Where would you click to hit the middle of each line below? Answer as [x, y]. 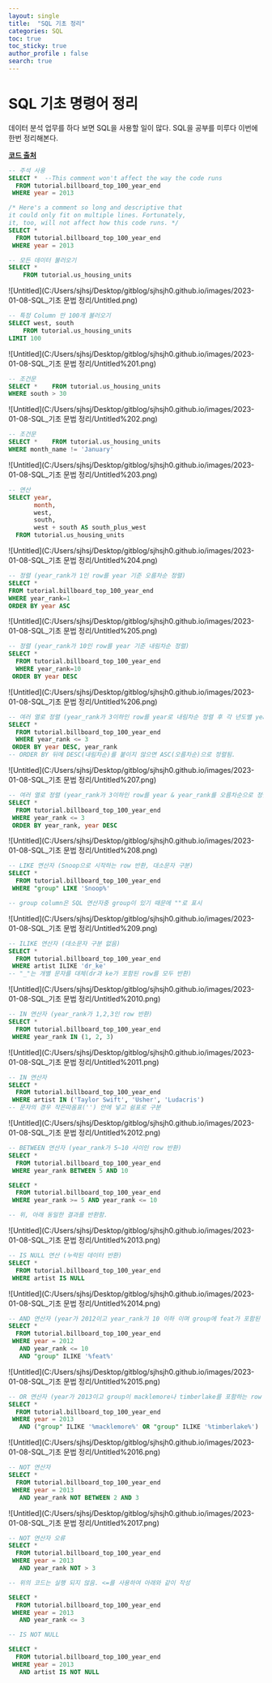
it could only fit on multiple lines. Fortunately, [97, 216]
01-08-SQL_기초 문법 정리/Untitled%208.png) [83, 850]
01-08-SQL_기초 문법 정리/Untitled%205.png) [83, 631]
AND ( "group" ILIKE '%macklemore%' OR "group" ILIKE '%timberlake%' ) [139, 1427]
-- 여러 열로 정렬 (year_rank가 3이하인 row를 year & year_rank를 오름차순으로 [131, 796]
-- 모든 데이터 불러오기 [42, 260]
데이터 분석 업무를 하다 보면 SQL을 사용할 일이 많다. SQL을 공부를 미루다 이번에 [133, 127]
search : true [30, 62]
